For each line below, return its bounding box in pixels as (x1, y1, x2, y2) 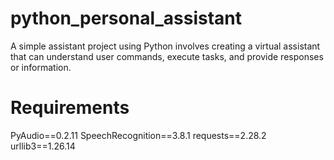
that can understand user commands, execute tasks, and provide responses (10, 50, 324, 62)
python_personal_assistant (10, 7, 243, 30)
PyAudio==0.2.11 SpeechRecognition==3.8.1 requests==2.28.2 (10, 129, 267, 141)
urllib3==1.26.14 (10, 140, 76, 152)
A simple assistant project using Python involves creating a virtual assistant (10, 40, 321, 52)
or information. (10, 61, 72, 73)
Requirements (10, 97, 130, 119)
